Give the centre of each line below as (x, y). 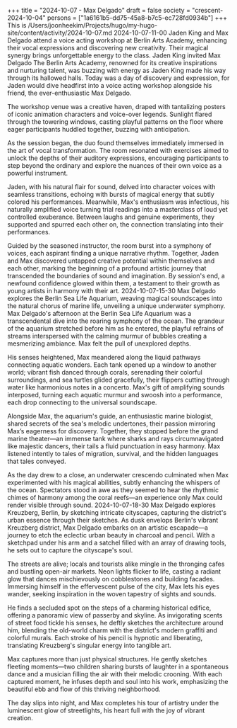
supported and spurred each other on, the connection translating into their (115, 224)
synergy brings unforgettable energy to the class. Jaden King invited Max (114, 55)
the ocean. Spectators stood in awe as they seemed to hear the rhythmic (113, 490)
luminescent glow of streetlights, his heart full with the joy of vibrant (106, 710)
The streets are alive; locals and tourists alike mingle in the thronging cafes (116, 564)
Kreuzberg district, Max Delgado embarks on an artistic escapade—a (108, 528)
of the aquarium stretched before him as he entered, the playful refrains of (115, 328)
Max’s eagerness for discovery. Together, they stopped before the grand (113, 431)
